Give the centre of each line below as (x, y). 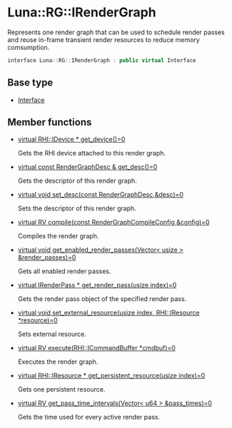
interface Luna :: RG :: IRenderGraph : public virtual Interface (102, 60)
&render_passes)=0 (47, 258)
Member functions (50, 122)
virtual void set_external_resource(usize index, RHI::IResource (109, 313)
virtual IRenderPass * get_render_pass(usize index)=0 (97, 285)
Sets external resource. (52, 334)
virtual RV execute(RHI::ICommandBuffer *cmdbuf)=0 (97, 348)
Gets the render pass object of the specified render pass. (102, 299)
